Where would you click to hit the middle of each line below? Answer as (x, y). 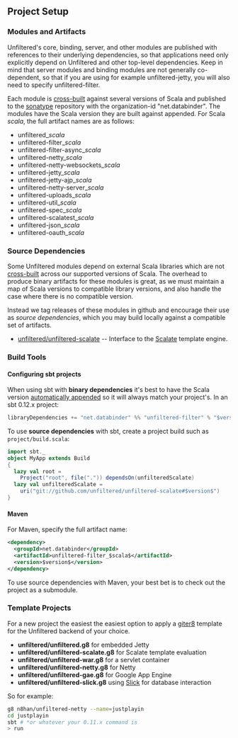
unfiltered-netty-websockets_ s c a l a (69, 165)
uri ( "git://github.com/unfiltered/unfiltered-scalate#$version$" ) (120, 491)
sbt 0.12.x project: (33, 405)
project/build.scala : (39, 439)
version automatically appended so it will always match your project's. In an (118, 397)
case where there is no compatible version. (70, 296)
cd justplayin (28, 715)
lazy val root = (38, 471)
